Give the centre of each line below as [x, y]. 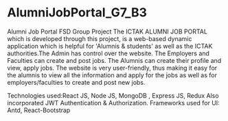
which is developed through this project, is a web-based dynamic [100, 38]
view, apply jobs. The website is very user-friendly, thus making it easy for [112, 68]
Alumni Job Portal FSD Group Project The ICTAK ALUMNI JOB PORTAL [107, 31]
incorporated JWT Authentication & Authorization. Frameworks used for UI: [113, 103]
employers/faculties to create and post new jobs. [76, 82]
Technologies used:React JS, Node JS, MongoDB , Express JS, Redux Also [113, 95]
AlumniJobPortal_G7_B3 [77, 13]
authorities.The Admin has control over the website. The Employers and [108, 53]
